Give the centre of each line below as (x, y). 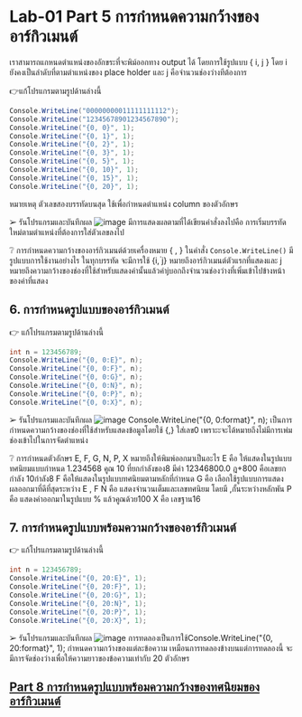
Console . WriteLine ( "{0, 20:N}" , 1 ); (78, 603)
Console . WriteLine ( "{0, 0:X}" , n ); (76, 402)
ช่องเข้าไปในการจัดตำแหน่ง (49, 439)
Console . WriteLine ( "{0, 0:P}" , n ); (76, 394)
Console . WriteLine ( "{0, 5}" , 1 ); (72, 161)
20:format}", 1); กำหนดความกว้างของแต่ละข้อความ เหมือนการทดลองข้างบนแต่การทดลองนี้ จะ (151, 647)
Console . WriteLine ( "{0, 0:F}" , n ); (76, 369)
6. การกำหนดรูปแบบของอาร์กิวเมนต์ (89, 310)
